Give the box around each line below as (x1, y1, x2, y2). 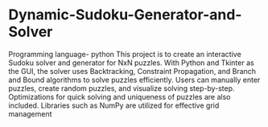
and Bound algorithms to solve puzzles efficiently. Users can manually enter (8, 75, 261, 84)
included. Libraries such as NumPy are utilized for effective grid (8, 100, 220, 110)
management (8, 109, 52, 118)
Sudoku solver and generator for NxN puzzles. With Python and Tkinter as (8, 58, 255, 68)
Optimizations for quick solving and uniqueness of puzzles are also (8, 92, 231, 101)
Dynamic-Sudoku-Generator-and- (8, 6, 242, 24)
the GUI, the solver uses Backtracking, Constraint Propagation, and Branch (8, 66, 256, 76)
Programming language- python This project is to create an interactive (8, 49, 241, 59)
